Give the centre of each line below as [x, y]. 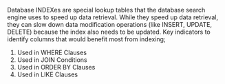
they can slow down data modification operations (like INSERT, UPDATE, [109, 24]
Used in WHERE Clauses [52, 52]
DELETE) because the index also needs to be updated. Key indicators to [109, 32]
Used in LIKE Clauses [47, 74]
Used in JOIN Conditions [52, 60]
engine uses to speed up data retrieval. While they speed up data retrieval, [113, 17]
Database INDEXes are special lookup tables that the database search [106, 10]
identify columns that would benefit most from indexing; [87, 39]
